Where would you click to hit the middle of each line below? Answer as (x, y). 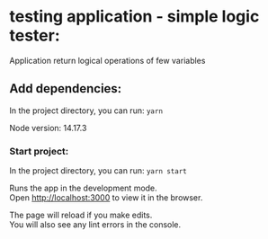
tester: (35, 35)
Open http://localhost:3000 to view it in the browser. (106, 198)
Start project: (39, 151)
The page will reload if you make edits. (81, 215)
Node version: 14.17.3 (48, 128)
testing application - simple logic (134, 17)
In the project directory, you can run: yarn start (98, 171)
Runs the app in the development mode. (83, 188)
